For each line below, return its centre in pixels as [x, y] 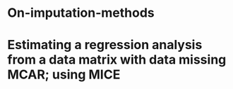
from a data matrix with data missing [117, 60]
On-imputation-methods [81, 13]
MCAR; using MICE [64, 75]
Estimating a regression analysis [105, 45]
